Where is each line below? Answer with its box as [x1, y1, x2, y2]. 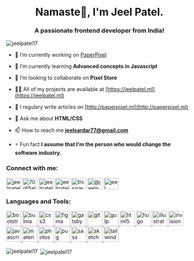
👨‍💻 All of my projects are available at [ [14, 86, 108, 93]
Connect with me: [6, 164, 59, 172]
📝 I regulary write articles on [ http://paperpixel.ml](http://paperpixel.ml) [14, 104, 189, 111]
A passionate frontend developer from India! [34, 27, 164, 35]
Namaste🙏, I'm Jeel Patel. [35, 5, 164, 19]
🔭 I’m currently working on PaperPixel [14, 51, 107, 59]
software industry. [14, 149, 62, 156]
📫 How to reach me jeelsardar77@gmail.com [14, 127, 128, 134]
